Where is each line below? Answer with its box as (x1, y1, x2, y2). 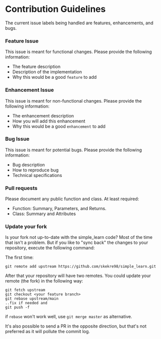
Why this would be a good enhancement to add (12, 123, 106, 129)
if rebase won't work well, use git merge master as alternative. (5, 314, 132, 320)
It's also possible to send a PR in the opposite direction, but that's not (5, 323, 147, 329)
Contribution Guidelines (5, 3, 106, 15)
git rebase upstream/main (5, 296, 58, 301)
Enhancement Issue (5, 87, 54, 94)
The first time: (5, 254, 34, 261)
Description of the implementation (12, 69, 82, 75)
